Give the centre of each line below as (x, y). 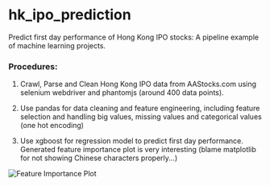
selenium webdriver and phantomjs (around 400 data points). (122, 93)
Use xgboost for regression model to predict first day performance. (132, 141)
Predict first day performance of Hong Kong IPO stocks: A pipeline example (134, 37)
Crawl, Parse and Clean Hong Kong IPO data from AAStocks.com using (138, 84)
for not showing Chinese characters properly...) (99, 158)
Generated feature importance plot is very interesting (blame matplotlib (138, 150)
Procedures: (33, 66)
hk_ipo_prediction (70, 15)
